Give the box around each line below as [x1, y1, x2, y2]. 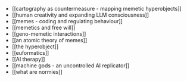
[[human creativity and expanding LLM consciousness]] [11, 11, 149, 18]
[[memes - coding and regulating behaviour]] [11, 18, 123, 24]
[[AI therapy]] [11, 56, 45, 63]
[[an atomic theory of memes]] [11, 37, 88, 43]
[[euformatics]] [11, 49, 49, 56]
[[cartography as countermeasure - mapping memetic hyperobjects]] [11, 5, 182, 12]
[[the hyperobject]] [11, 43, 58, 50]
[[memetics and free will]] [11, 24, 76, 31]
